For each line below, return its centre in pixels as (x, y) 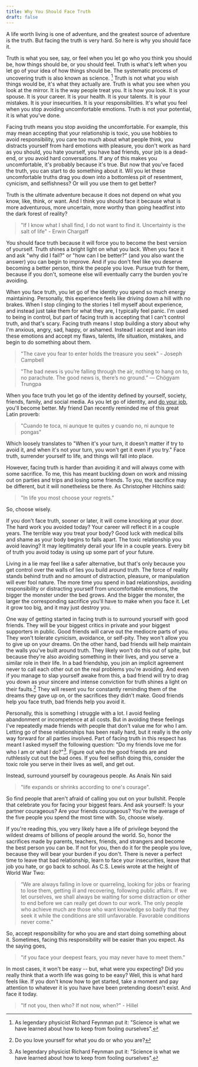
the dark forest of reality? (37, 214)
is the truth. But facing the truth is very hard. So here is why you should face (99, 40)
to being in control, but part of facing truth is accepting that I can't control (95, 317)
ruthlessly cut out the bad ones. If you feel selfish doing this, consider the (95, 758)
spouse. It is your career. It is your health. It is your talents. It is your (88, 97)
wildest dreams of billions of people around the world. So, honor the (89, 835)
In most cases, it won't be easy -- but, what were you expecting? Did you (95, 969)
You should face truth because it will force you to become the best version (96, 243)
